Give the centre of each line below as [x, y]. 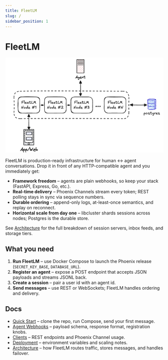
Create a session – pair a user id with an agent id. [64, 282]
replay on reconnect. [34, 207]
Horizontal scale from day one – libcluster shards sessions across [81, 213]
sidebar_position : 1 [27, 21]
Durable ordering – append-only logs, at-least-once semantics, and [83, 202]
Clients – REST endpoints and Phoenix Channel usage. [69, 337]
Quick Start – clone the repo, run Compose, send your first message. [84, 321]
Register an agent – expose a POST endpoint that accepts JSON [79, 272]
